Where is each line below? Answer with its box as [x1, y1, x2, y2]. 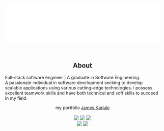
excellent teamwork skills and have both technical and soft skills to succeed [5, 90, 159, 96]
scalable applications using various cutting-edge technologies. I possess [5, 85, 153, 90]
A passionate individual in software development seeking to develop [5, 80, 143, 86]
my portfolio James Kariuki [55, 105, 109, 110]
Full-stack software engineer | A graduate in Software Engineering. [5, 74, 140, 80]
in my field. [5, 95, 28, 101]
